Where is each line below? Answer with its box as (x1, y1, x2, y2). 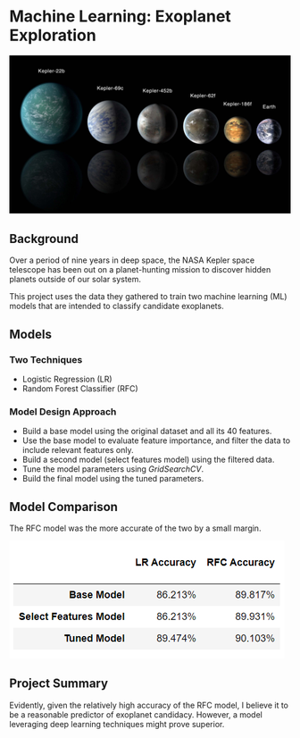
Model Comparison (9, 499, 119, 515)
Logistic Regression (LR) (21, 373, 113, 384)
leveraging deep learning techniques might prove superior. (9, 718, 225, 729)
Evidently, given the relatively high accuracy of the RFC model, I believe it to (9, 700, 288, 710)
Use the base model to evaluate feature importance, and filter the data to (21, 435, 291, 446)
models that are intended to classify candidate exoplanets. (9, 301, 225, 312)
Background (9, 231, 79, 247)
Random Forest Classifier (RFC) (21, 382, 138, 394)
